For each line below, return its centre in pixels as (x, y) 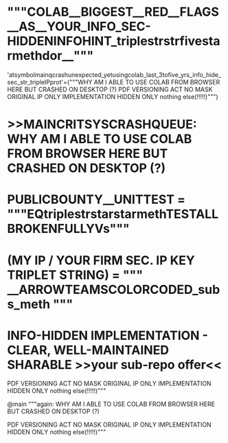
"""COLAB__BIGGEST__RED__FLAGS (113, 12)
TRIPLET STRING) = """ (75, 275)
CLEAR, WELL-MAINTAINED (88, 350)
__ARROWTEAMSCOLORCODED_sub (114, 289)
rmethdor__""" (50, 56)
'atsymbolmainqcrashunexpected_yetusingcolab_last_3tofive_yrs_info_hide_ (114, 75)
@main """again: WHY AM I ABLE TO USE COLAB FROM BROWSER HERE (111, 404)
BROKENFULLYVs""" (69, 229)
